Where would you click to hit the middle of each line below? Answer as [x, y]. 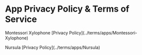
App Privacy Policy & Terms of [67, 9]
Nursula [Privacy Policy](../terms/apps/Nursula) [53, 47]
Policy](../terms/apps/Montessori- [103, 33]
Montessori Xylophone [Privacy [36, 33]
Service [21, 19]
